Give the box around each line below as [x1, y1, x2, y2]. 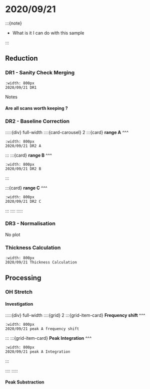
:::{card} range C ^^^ [5, 185, 47, 191]
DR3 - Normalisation [5, 220, 56, 227]
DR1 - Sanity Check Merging [5, 69, 75, 76]
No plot [5, 231, 20, 237]
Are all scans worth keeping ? [5, 105, 68, 111]
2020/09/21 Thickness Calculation [5, 260, 77, 265]
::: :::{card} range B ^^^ [5, 152, 52, 158]
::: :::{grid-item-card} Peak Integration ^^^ [5, 335, 91, 341]
